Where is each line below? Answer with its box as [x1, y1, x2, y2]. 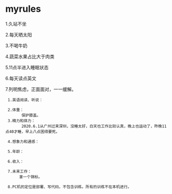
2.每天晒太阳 [5, 31, 32, 37]
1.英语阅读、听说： [7, 97, 43, 103]
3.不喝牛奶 [5, 42, 28, 49]
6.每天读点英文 [5, 75, 37, 81]
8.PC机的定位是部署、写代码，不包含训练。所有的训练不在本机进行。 [7, 184, 132, 189]
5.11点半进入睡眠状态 [5, 64, 49, 70]
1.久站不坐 [5, 21, 27, 27]
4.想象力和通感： [7, 139, 40, 144]
